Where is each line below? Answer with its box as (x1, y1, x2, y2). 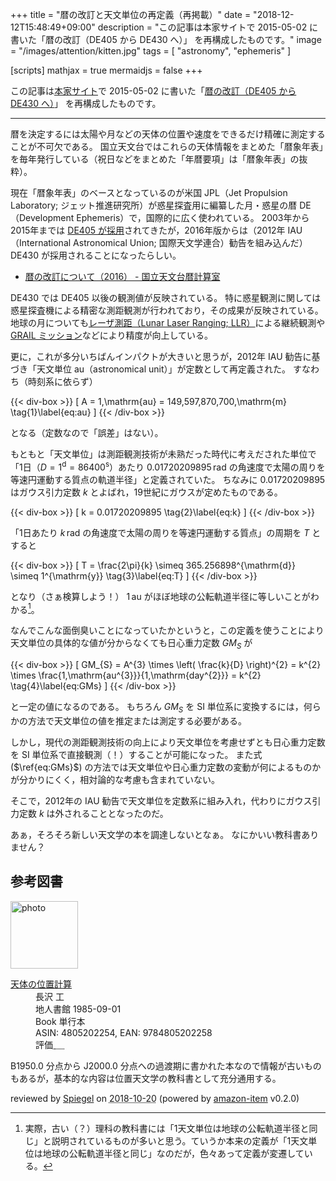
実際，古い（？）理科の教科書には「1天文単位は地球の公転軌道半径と (24, 1122, 310, 1134)
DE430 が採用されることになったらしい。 (10, 249, 182, 261)
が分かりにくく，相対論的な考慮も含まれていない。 (10, 773, 220, 785)
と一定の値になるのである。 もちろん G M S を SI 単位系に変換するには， (10, 701, 304, 715)
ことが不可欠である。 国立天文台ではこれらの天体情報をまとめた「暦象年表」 (10, 141, 324, 152)
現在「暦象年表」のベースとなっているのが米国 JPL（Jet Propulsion (10, 187, 288, 198)
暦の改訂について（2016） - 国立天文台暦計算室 (24, 271, 221, 282)
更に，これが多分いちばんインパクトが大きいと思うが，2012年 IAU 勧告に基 (10, 351, 321, 362)
